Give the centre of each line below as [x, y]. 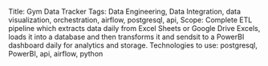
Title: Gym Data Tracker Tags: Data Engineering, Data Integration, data [125, 12]
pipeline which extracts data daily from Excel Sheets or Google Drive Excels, [134, 28]
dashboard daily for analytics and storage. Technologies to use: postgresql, [133, 45]
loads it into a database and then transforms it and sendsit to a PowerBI [126, 37]
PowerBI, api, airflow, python [56, 54]
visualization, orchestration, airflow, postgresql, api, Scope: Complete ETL [130, 20]
